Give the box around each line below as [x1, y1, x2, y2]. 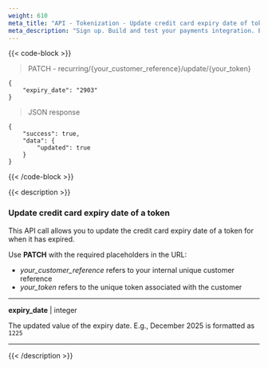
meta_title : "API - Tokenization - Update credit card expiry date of [8, 19, 248, 27]
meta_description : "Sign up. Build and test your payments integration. [8, 26, 255, 34]
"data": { [22, 137, 56, 145]
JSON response [27, 107, 81, 117]
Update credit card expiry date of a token [8, 207, 170, 218]
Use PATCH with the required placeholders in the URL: [8, 250, 187, 259]
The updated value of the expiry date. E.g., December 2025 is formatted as [8, 321, 255, 330]
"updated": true [37, 144, 91, 152]
